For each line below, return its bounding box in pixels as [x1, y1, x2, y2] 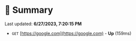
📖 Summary [4, 4, 53, 16]
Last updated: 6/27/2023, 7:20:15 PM [4, 21, 82, 27]
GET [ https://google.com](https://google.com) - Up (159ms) [11, 30, 132, 36]
